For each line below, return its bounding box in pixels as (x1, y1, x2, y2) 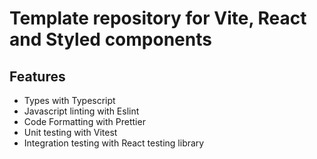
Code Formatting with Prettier (23, 116, 146, 127)
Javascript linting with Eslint (23, 105, 140, 117)
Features (9, 68, 66, 85)
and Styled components (9, 28, 212, 51)
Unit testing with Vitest (23, 127, 118, 138)
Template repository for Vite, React (9, 7, 307, 30)
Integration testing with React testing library (23, 137, 205, 149)
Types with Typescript (23, 95, 116, 106)
